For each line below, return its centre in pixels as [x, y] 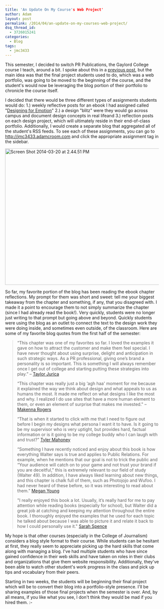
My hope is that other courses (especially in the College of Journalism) [76, 536]
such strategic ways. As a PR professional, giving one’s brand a [81, 358]
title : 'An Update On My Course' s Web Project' [54, 10]
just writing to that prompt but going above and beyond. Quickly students [79, 317]
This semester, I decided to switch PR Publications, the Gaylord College [77, 65]
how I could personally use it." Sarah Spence [62, 526]
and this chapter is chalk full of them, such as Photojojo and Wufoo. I [86, 480]
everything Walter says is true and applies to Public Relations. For [83, 454]
